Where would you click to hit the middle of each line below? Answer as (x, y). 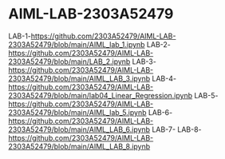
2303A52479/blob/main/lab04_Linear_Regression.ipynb (101, 95)
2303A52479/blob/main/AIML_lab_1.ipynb (77, 44)
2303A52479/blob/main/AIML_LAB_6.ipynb (79, 129)
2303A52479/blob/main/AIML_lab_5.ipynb (77, 112)
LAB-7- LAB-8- (176, 129)
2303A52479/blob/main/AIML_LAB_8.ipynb (79, 146)
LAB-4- (164, 78)
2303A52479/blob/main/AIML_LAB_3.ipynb (79, 78)
